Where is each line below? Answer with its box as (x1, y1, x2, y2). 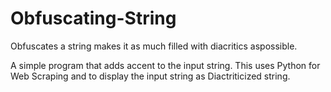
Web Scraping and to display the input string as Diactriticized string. (10, 70, 291, 82)
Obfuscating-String (10, 7, 177, 30)
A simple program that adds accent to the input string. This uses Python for (10, 59, 321, 71)
